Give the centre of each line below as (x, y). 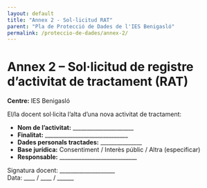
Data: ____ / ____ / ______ (40, 178)
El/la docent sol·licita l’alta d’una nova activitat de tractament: (94, 114)
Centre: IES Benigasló (39, 101)
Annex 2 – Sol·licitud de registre (100, 67)
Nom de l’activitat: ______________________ (75, 128)
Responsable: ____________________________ (77, 157)
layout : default (30, 13)
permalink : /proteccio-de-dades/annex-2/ (68, 33)
